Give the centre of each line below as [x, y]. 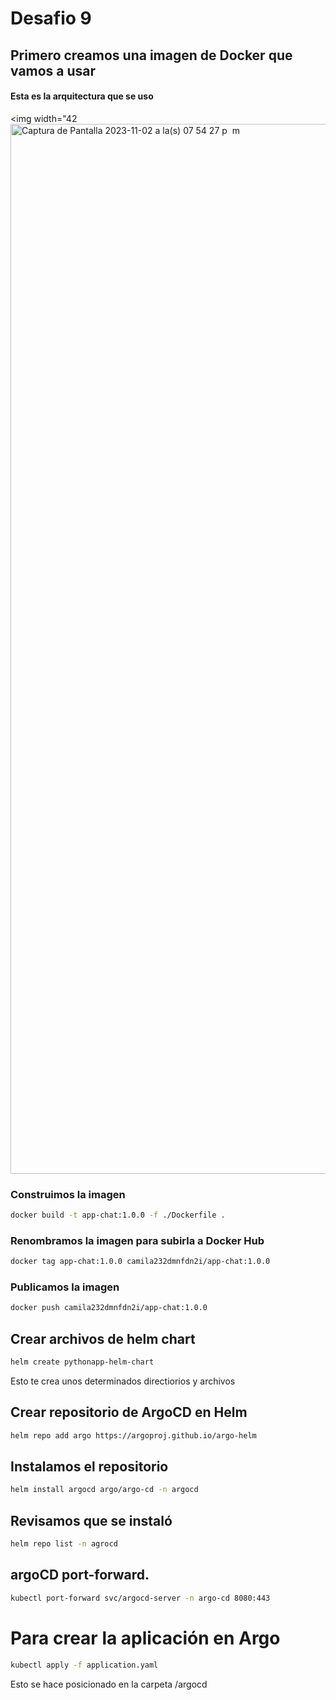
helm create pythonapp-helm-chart [82, 1362]
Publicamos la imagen [65, 1287]
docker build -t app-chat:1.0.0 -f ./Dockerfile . [118, 1215]
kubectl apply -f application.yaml [84, 1665]
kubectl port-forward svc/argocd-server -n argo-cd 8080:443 [140, 1598]
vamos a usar [53, 70]
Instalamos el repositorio [89, 1467]
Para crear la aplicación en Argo [145, 1638]
